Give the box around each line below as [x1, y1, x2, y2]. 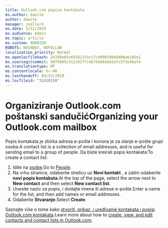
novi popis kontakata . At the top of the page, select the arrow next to [12, 175, 156, 181]
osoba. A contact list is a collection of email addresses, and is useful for [5, 143, 153, 149]
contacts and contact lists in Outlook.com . [5, 217, 93, 223]
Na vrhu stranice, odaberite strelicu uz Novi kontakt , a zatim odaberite [12, 169, 161, 175]
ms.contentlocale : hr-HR [5, 69, 58, 74]
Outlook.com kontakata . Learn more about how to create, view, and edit [5, 211, 153, 218]
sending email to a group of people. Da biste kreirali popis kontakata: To [5, 149, 153, 155]
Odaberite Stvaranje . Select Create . [12, 196, 87, 203]
